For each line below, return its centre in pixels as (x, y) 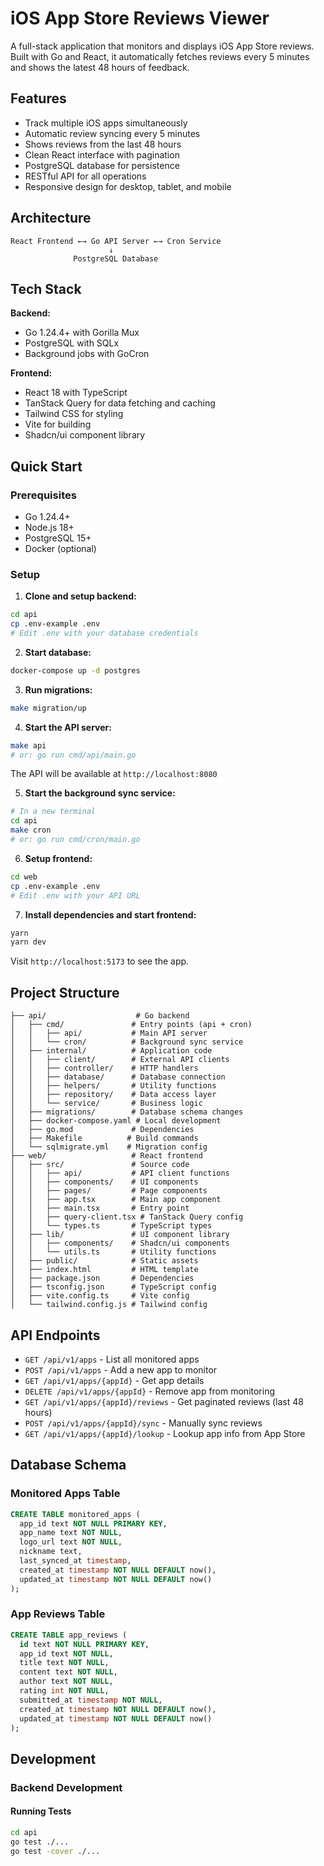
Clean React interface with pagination (102, 154)
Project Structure (65, 992)
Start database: (58, 652)
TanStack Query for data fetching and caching (120, 403)
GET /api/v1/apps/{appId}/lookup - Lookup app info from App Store (165, 1433)
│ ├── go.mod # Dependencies (102, 1130)
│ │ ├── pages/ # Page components (109, 1191)
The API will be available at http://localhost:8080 (114, 774)
